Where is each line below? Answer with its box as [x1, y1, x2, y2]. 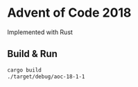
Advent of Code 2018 [7, 5, 132, 21]
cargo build [7, 66, 42, 74]
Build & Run [7, 48, 58, 60]
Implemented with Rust [7, 28, 73, 36]
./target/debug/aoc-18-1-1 [7, 73, 85, 80]
